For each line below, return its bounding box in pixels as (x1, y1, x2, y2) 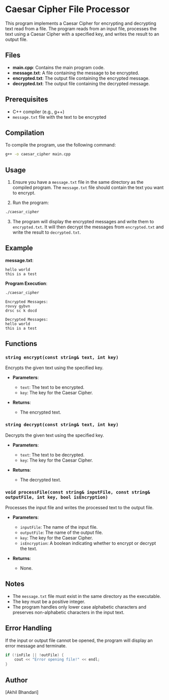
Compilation (5, 128, 44, 137)
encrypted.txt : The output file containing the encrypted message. (12, 75, 150, 81)
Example (5, 244, 33, 253)
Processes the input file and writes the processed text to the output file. (5, 504, 154, 511)
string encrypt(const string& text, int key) (5, 355, 119, 360)
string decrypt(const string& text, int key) (5, 422, 119, 428)
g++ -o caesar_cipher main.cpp (5, 152, 71, 157)
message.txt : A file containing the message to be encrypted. (12, 70, 139, 76)
